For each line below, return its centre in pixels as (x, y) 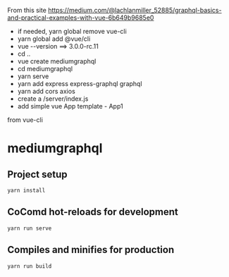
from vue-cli (25, 120)
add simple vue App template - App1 (70, 106)
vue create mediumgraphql (57, 61)
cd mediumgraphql (45, 69)
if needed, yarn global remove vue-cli (72, 31)
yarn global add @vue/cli (54, 39)
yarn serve (33, 76)
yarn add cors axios (46, 91)
